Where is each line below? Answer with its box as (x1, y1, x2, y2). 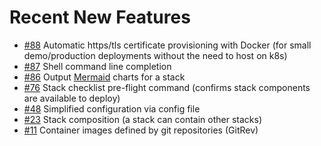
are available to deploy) (23, 92, 121, 104)
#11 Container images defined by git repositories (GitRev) (23, 124, 259, 136)
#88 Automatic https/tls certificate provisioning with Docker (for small (23, 39, 312, 51)
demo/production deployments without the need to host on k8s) (23, 49, 288, 61)
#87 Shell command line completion (23, 60, 172, 72)
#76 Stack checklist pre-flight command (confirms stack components (23, 81, 311, 93)
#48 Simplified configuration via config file (23, 102, 201, 115)
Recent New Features (9, 6, 191, 29)
